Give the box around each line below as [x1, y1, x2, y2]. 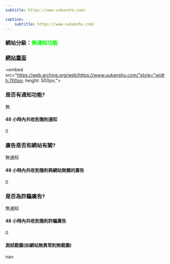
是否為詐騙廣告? [5, 193, 45, 200]
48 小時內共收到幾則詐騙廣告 [5, 218, 67, 224]
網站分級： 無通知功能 [5, 39, 58, 47]
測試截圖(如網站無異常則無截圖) [5, 242, 72, 248]
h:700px [5, 77, 23, 84]
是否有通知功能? [5, 91, 45, 98]
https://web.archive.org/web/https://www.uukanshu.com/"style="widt [17, 72, 165, 78]
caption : [5, 16, 24, 22]
